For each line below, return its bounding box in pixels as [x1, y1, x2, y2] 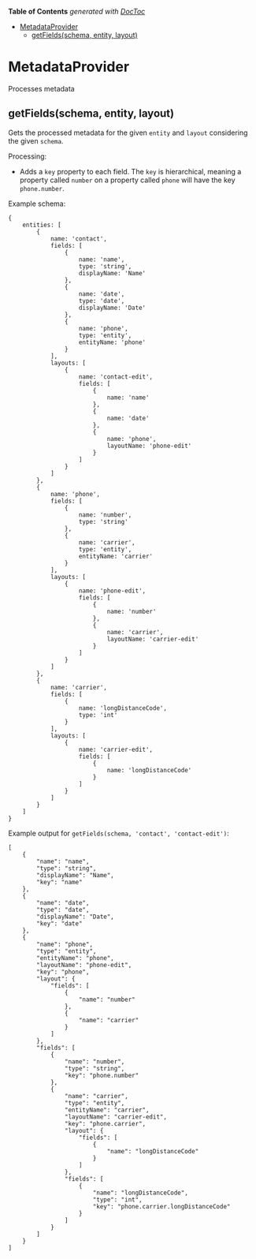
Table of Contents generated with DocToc [8, 7, 146, 16]
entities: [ [22, 221, 61, 229]
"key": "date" [36, 919, 83, 928]
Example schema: [8, 199, 66, 208]
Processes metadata [8, 84, 75, 93]
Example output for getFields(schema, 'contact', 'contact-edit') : [8, 828, 230, 838]
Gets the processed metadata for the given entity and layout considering [8, 128, 248, 137]
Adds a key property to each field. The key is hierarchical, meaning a [19, 166, 242, 176]
